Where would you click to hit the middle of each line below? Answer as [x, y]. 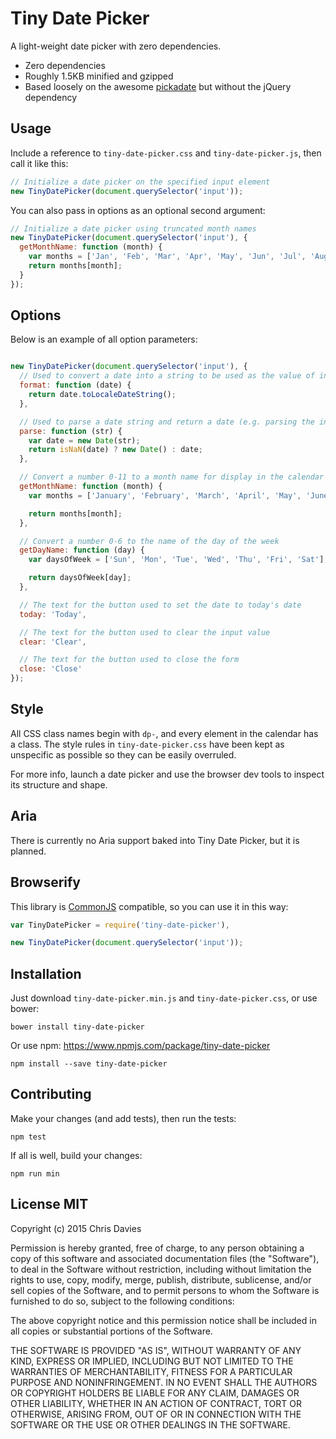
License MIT [49, 1204]
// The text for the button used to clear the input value [145, 632]
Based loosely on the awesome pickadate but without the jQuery [158, 86]
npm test [28, 1137]
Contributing [51, 1094]
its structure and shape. [59, 784]
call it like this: [39, 163]
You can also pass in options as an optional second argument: [138, 210]
